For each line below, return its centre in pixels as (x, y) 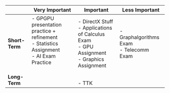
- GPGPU (43, 18)
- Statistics (45, 43)
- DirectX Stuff (95, 21)
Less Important (141, 10)
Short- (16, 40)
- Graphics (91, 59)
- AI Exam (44, 56)
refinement (45, 37)
